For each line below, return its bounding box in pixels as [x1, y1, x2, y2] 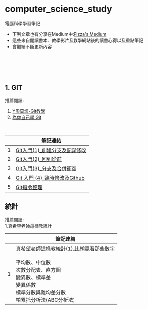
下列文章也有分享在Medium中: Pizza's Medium [12, 31, 107, 37]
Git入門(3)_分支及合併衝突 [15, 165, 77, 172]
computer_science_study [5, 3, 113, 15]
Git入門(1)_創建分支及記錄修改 [15, 147, 87, 154]
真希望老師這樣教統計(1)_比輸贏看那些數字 [15, 245, 115, 252]
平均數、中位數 [15, 259, 51, 266]
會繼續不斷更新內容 [12, 43, 52, 49]
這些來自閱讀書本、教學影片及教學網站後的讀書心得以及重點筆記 [12, 37, 143, 43]
